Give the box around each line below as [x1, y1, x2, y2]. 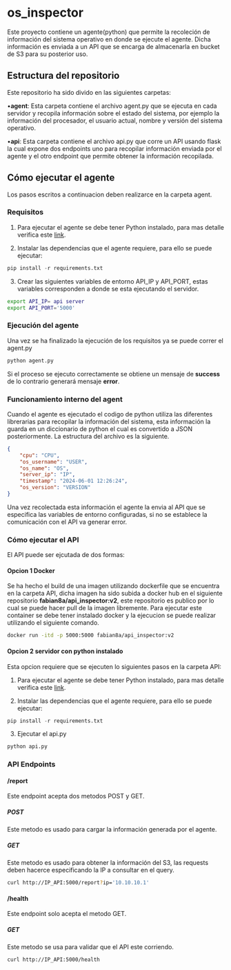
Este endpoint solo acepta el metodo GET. [7, 910, 127, 918]
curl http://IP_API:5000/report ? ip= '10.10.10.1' [7, 879, 150, 886]
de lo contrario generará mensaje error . [7, 377, 120, 385]
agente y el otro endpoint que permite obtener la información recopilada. [7, 152, 214, 160]
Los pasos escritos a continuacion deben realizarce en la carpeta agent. [7, 190, 212, 199]
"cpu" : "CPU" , [19, 452, 60, 459]
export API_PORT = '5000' [7, 304, 76, 311]
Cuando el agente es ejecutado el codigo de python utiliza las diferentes [7, 410, 213, 418]
